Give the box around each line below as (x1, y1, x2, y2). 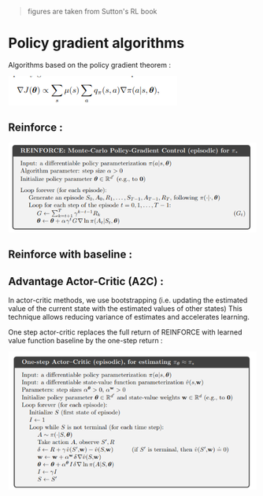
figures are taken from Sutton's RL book (27, 7, 157, 16)
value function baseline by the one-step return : (8, 336, 163, 346)
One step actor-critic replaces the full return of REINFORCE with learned (8, 328, 243, 337)
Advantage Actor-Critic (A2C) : (8, 275, 164, 288)
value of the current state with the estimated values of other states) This (8, 304, 243, 313)
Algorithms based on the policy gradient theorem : (8, 60, 172, 69)
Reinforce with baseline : (8, 248, 132, 261)
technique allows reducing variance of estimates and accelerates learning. (8, 313, 250, 322)
